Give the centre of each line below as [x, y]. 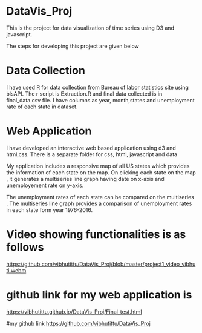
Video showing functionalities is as [96, 234]
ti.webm [16, 270]
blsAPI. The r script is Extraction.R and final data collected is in [84, 94]
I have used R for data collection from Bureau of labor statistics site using [98, 87]
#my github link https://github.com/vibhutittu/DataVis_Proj [79, 323]
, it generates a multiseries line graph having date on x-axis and [85, 179]
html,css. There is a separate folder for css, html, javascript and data [92, 154]
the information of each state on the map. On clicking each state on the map [101, 172]
